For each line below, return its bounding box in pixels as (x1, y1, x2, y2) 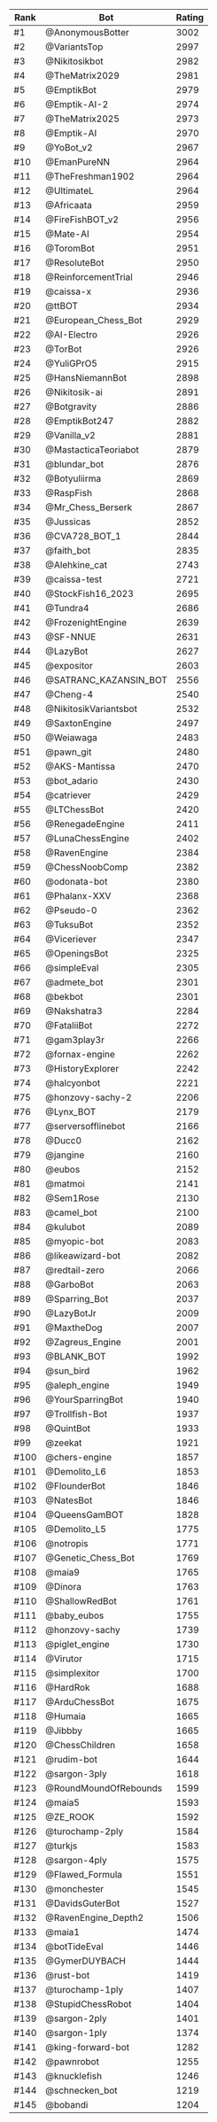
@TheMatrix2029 (45, 70, 120, 81)
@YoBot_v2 (45, 142, 93, 153)
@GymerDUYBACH (45, 1955, 127, 1967)
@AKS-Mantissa (45, 761, 115, 772)
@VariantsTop (45, 41, 104, 52)
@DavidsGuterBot (45, 1897, 120, 1909)
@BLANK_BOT (45, 1351, 106, 1362)
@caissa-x (45, 285, 91, 298)
